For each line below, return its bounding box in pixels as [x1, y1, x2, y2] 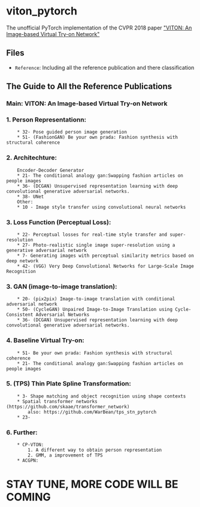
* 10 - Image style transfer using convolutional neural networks [17, 204, 186, 210]
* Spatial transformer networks [17, 398, 98, 404]
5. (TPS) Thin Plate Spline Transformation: [6, 379, 132, 388]
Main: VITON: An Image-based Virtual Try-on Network [6, 99, 168, 108]
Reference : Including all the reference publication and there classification [14, 64, 195, 71]
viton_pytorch [6, 4, 78, 18]
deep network [6, 257, 39, 264]
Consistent [6, 312, 34, 318]
